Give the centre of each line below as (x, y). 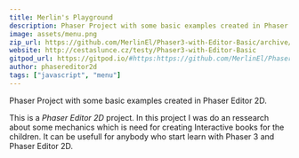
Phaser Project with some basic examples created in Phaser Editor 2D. (138, 100)
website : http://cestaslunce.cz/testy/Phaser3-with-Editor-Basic (133, 51)
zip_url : (25, 42)
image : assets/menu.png (53, 34)
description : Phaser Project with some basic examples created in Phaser (149, 26)
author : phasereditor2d (53, 67)
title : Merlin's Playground (61, 17)
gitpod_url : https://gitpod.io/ (69, 59)
